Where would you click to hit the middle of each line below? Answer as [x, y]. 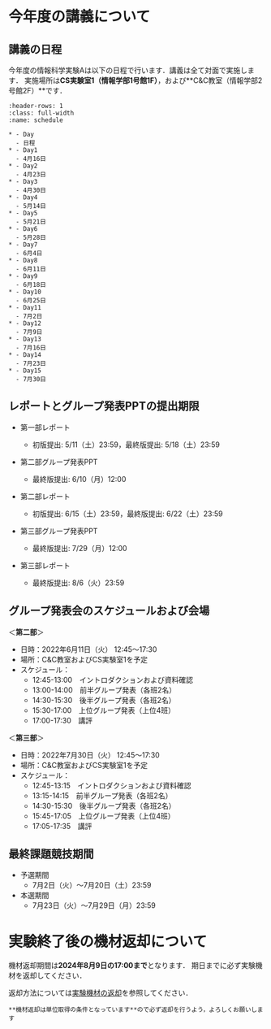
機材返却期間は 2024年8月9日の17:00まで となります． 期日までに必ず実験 [132, 966]
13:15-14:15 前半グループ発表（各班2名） [102, 795]
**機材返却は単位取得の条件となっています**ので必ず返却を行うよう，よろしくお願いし [133, 1010]
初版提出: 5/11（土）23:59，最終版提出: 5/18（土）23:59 [126, 445]
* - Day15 [25, 371]
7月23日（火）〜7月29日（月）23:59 [94, 905]
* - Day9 [23, 276]
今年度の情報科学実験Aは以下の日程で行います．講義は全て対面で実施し [128, 70]
